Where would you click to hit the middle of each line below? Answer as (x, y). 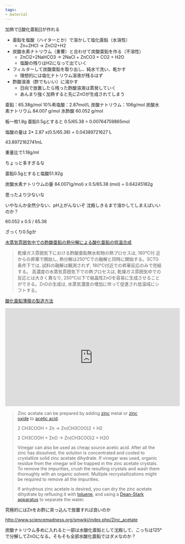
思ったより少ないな (25, 194)
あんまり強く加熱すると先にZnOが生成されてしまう (72, 94)
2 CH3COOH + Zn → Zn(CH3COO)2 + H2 (60, 428)
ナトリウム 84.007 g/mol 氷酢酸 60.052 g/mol (56, 111)
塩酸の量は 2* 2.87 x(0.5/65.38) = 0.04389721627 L (59, 132)
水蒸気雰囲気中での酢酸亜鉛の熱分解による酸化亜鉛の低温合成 (69, 242)
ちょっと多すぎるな (25, 163)
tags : (11, 10)
